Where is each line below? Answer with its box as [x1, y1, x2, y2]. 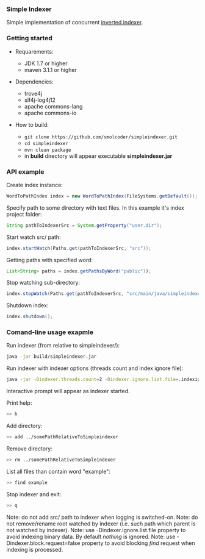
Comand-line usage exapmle [6, 328, 93, 336]
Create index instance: [6, 181, 63, 188]
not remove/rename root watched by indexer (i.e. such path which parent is [6, 520, 196, 527]
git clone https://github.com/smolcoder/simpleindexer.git [24, 134, 178, 140]
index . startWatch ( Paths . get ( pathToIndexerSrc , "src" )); [6, 245, 151, 251]
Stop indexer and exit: [6, 490, 62, 498]
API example [6, 167, 45, 176]
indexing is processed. [6, 546, 63, 553]
